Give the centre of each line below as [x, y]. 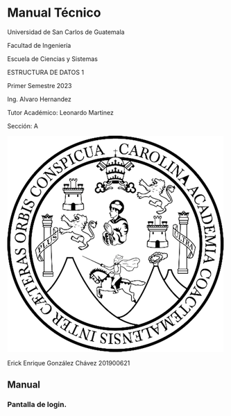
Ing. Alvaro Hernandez [39, 99]
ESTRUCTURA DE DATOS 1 [46, 72]
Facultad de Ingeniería [39, 45]
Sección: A [23, 125]
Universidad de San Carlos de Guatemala [66, 32]
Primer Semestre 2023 [40, 85]
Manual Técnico [54, 13]
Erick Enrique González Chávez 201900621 [69, 363]
